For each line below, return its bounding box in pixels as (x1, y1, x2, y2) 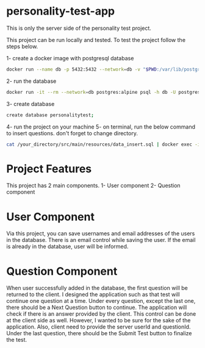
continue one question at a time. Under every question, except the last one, (6, 297, 196, 305)
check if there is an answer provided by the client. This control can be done (6, 310, 196, 318)
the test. (6, 336, 27, 344)
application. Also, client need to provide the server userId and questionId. (6, 323, 191, 330)
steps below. (6, 43, 38, 50)
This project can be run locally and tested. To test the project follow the (6, 36, 186, 43)
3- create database (6, 100, 55, 107)
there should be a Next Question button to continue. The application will (6, 304, 187, 311)
